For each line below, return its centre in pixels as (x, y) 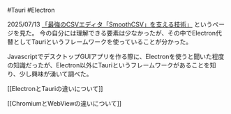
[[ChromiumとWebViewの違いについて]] (65, 103)
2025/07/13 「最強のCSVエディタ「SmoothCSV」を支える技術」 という (110, 24)
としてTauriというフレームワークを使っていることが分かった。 (103, 42)
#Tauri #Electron (31, 10)
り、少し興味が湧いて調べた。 (50, 74)
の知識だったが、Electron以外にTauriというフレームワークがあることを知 (112, 65)
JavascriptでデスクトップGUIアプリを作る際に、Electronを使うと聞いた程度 (116, 56)
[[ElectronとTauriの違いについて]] (55, 89)
